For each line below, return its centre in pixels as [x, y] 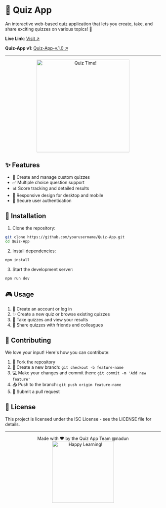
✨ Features [22, 165]
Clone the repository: [34, 228]
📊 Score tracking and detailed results [51, 188]
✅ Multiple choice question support [48, 182]
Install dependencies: [34, 251]
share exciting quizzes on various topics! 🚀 [49, 29]
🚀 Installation [26, 216]
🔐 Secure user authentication [42, 200]
